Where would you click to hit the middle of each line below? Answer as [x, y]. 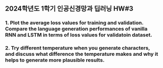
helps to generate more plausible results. [55, 60]
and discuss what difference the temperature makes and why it [81, 54]
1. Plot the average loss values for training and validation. [74, 23]
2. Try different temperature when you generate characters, [78, 48]
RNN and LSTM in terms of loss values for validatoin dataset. [79, 35]
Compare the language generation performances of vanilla [76, 29]
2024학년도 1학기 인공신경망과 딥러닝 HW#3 [69, 9]
